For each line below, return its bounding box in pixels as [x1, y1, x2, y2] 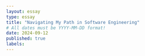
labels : [6, 41, 25, 47]
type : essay [6, 14, 35, 20]
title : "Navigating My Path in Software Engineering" [6, 19, 140, 25]
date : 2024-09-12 [6, 30, 49, 36]
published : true [6, 36, 46, 41]
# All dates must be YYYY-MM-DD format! [6, 24, 106, 31]
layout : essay [6, 8, 41, 15]
